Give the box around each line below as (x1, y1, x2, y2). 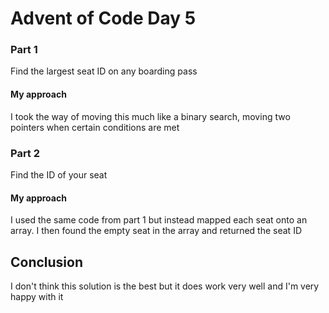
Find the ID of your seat (10, 168, 108, 181)
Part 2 (10, 146, 41, 160)
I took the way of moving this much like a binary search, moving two (10, 110, 291, 122)
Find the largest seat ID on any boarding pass (10, 65, 198, 77)
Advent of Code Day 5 (10, 7, 197, 30)
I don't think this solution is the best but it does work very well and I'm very (10, 280, 320, 292)
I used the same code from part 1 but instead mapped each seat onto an (10, 214, 308, 226)
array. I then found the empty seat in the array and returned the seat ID (10, 225, 302, 237)
